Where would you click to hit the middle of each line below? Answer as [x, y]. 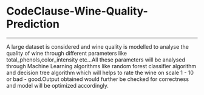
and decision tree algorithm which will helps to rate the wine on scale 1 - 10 [100, 72]
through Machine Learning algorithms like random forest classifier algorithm [101, 66]
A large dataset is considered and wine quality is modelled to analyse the [98, 46]
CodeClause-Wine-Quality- [77, 11]
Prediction [33, 24]
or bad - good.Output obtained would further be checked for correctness [98, 79]
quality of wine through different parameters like [67, 53]
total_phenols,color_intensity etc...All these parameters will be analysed [96, 60]
